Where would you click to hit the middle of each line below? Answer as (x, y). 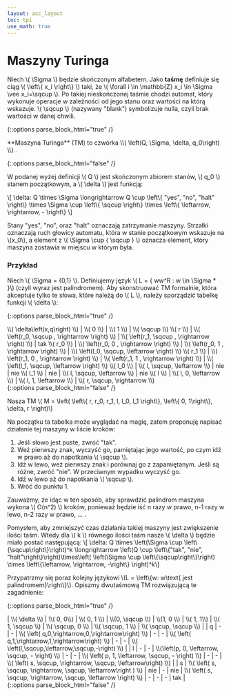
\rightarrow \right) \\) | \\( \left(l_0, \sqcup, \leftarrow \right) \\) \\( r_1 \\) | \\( (112, 351)
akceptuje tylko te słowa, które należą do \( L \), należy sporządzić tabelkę (113, 295)
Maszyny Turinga (58, 60)
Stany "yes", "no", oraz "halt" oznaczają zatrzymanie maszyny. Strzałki (108, 225)
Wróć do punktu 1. (43, 486)
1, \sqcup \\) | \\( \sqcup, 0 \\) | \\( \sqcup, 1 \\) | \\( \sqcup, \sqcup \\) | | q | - (114, 626)
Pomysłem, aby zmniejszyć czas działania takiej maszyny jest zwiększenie (113, 527)
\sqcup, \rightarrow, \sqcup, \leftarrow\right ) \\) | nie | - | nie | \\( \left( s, (110, 670)
